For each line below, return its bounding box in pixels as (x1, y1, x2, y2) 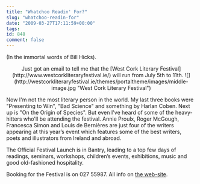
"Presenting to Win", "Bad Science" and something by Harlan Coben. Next (6, 103, 190, 109)
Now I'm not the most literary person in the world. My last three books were (6, 96, 194, 103)
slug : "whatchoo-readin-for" (6, 14, 80, 21)
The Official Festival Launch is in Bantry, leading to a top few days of (6, 146, 177, 153)
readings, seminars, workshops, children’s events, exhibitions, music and (6, 153, 187, 160)
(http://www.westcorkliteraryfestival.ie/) (11, 72, 111, 78)
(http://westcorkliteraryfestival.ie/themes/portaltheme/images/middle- (14, 78, 189, 85)
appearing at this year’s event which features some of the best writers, (6, 128, 182, 135)
